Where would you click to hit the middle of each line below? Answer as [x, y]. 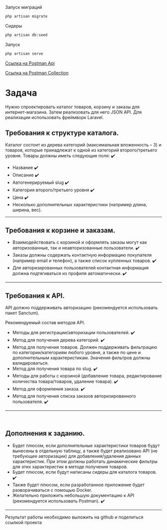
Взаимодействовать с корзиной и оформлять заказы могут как [80, 242]
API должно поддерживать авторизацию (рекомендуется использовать [82, 308]
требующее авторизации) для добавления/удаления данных [77, 456]
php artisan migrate [27, 16]
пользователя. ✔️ [30, 401]
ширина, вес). [27, 210]
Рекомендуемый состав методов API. [45, 323]
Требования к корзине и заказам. [60, 230]
